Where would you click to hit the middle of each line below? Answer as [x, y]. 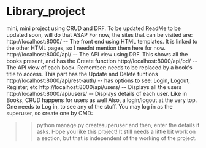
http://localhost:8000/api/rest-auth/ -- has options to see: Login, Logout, [98, 80]
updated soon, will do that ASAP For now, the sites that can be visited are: [100, 34]
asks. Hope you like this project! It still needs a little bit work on [116, 131]
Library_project [46, 11]
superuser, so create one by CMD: [50, 113]
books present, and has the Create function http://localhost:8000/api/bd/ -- [102, 61]
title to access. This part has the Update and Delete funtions [82, 74]
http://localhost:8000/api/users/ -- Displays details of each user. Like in [97, 93]
